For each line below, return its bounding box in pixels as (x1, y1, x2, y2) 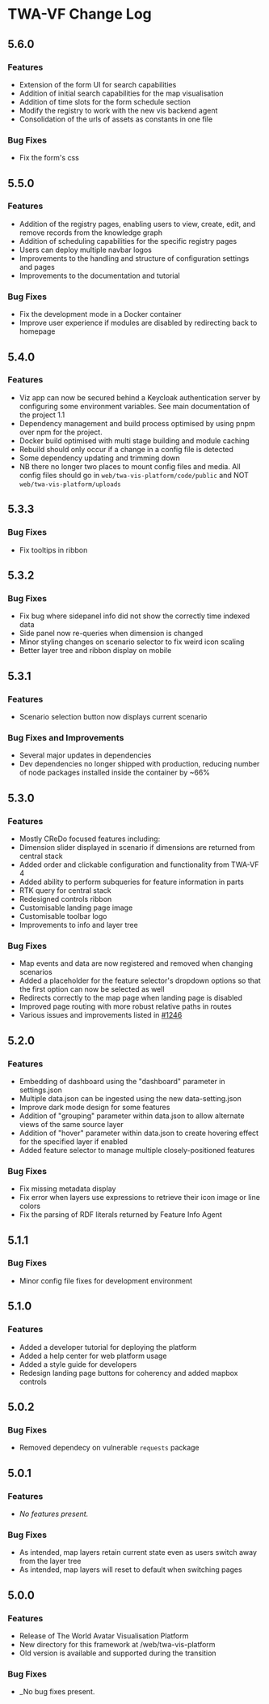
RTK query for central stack (19, 885, 111, 895)
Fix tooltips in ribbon (19, 545, 88, 555)
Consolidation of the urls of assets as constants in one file (19, 114, 213, 124)
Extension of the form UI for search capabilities (19, 79, 177, 89)
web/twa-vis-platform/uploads (19, 480, 122, 489)
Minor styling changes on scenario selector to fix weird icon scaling (19, 637, 245, 647)
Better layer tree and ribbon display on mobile (19, 646, 172, 656)
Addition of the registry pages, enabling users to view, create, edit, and (19, 219, 256, 228)
